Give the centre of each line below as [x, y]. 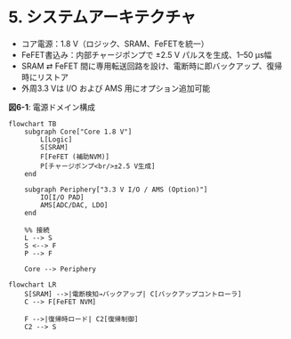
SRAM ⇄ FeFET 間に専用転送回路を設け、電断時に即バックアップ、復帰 [152, 66]
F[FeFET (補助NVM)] [75, 157]
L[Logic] [57, 139]
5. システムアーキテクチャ [102, 17]
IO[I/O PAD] [63, 197]
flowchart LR [32, 285]
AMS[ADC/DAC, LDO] [74, 205]
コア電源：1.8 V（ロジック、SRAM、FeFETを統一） [115, 44]
